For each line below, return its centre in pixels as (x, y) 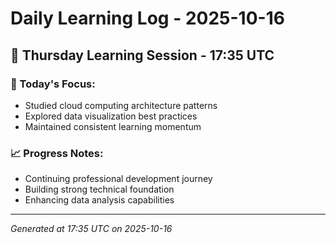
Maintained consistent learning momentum (113, 126)
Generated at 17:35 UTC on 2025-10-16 (91, 229)
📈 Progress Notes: (57, 153)
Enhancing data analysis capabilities (99, 200)
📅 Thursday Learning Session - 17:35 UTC (142, 55)
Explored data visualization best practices (111, 116)
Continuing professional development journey (118, 179)
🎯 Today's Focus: (53, 84)
